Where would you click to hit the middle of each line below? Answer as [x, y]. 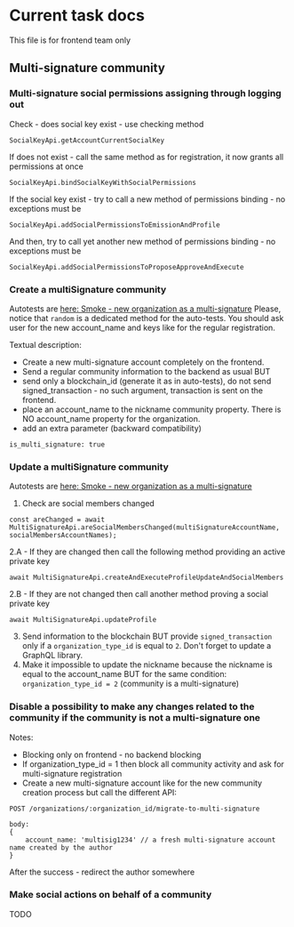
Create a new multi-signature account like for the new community [142, 783]
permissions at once [47, 166]
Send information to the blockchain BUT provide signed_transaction [147, 636]
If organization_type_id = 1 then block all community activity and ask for [153, 764]
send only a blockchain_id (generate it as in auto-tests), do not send [147, 381]
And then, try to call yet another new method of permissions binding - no [143, 241]
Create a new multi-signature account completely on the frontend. [143, 362]
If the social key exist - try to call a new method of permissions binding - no [147, 199]
